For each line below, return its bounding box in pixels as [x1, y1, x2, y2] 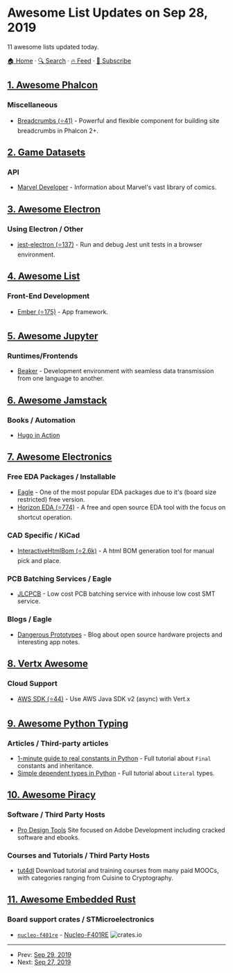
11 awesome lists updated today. [7, 42, 99, 51]
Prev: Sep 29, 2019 [17, 950, 71, 958]
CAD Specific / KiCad [7, 530, 80, 540]
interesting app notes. [17, 637, 80, 646]
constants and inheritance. [17, 762, 94, 770]
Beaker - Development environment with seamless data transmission [17, 367, 214, 375]
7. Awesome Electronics [7, 451, 112, 463]
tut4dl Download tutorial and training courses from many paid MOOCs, [17, 867, 219, 874]
